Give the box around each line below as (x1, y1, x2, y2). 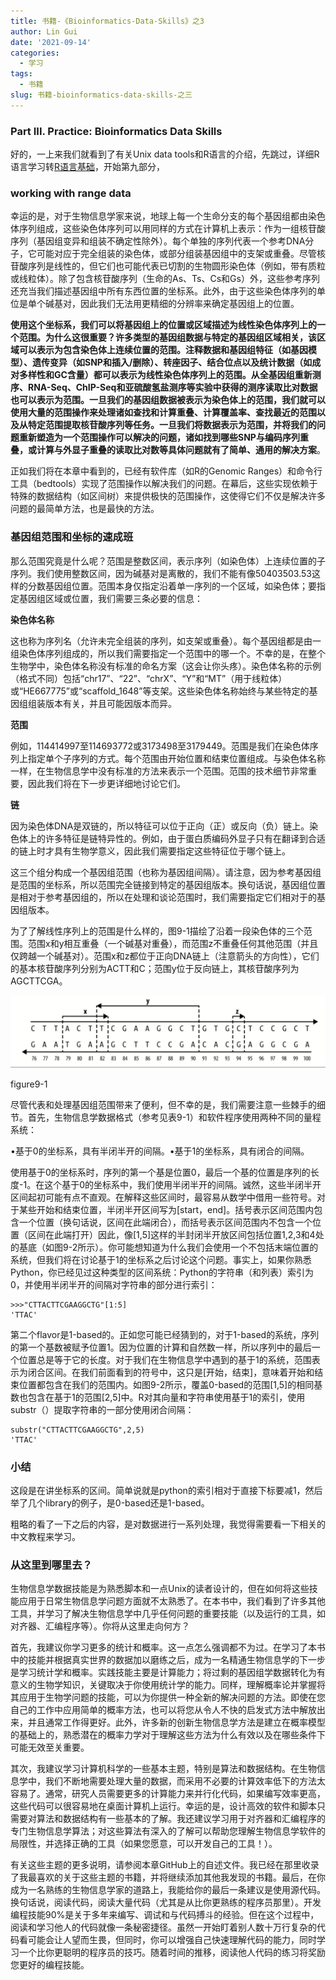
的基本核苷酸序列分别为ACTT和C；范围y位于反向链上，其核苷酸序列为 (10, 962, 300, 974)
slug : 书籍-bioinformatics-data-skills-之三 (10, 90, 193, 100)
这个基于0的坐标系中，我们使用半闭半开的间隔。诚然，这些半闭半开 (44, 1178, 322, 1190)
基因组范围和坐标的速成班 (10, 530, 134, 544)
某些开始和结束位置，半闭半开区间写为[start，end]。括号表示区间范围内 (18, 1203, 315, 1215)
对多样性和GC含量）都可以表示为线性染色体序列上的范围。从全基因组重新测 (10, 369, 322, 381)
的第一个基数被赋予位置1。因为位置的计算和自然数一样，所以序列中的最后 (10, 1341, 312, 1353)
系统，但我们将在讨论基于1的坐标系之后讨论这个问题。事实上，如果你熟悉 (10, 1253, 312, 1265)
